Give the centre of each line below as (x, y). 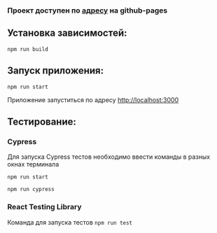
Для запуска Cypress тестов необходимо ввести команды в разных (109, 157)
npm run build (28, 49)
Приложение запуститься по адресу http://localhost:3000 (93, 99)
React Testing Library (44, 207)
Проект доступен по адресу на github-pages (87, 10)
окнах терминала (33, 164)
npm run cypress (31, 190)
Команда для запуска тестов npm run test (70, 222)
